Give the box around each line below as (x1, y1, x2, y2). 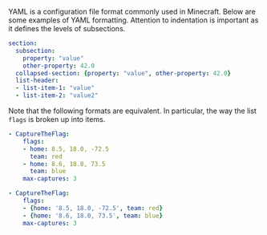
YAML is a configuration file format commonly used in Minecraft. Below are (8, 7, 257, 16)
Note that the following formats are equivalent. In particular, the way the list (8, 106, 257, 115)
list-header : (15, 76, 59, 85)
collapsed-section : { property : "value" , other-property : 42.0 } (15, 69, 232, 77)
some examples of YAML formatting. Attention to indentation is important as (8, 15, 259, 25)
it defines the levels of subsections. (8, 24, 126, 33)
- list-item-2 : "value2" (15, 91, 99, 99)
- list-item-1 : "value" (15, 84, 95, 92)
